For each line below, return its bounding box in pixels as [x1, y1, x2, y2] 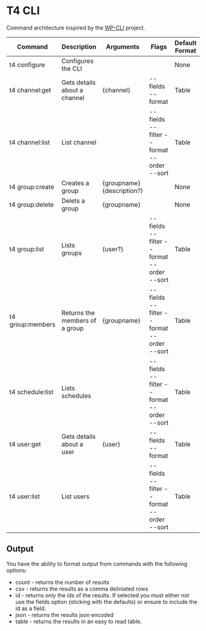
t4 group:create [9, 182, 55, 191]
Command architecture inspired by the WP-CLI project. [6, 24, 145, 31]
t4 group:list [9, 245, 45, 253]
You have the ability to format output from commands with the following [6, 560, 188, 567]
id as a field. [15, 605, 47, 612]
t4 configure [9, 60, 45, 69]
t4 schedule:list [9, 388, 54, 396]
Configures [61, 57, 94, 65]
